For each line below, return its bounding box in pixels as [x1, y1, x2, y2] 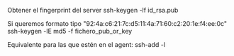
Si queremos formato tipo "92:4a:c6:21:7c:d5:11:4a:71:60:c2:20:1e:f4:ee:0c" [7, 20, 228, 27]
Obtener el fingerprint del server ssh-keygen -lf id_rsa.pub [7, 6, 179, 14]
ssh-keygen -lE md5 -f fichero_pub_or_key [7, 27, 133, 35]
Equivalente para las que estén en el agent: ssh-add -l [7, 41, 165, 48]
